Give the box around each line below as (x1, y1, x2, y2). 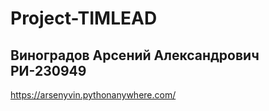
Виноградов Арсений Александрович (10, 47, 260, 64)
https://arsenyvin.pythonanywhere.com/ (10, 89, 177, 101)
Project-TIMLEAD (10, 7, 158, 30)
